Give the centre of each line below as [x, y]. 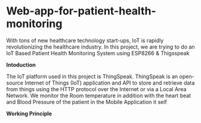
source [15, 83]
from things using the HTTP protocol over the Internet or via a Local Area [97, 89]
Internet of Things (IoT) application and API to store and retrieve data [110, 83]
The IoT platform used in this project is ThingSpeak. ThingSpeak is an [92, 76]
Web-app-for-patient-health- [81, 11]
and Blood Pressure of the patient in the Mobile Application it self [87, 102]
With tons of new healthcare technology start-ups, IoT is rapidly [85, 40]
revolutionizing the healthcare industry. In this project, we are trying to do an [100, 47]
